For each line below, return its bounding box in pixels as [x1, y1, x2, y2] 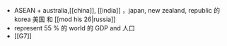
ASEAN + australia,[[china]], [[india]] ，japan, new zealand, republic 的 [13, 6, 221, 14]
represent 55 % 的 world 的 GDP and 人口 [13, 24, 136, 32]
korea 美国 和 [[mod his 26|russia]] [13, 15, 116, 23]
